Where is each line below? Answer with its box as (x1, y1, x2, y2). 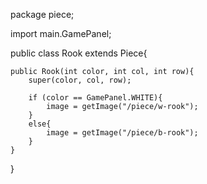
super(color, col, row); (28, 75, 132, 85)
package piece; (10, 9, 75, 20)
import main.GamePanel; (10, 28, 112, 39)
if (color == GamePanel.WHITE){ (28, 93, 163, 103)
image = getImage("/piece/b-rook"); (46, 128, 199, 138)
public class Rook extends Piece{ (10, 47, 148, 59)
